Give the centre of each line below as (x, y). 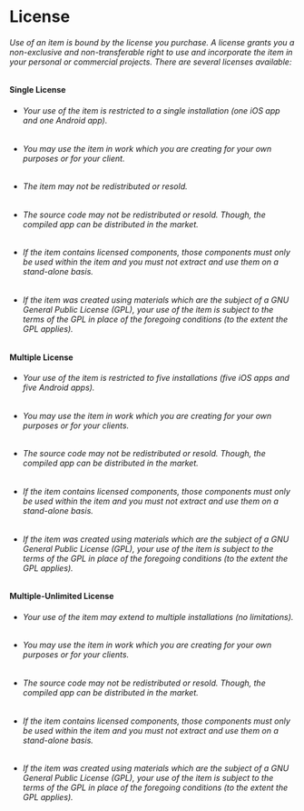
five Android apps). (59, 387)
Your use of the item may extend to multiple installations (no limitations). (158, 616)
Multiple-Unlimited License (62, 596)
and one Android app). (65, 120)
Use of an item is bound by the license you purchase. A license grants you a (152, 42)
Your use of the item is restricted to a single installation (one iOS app (151, 110)
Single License (38, 90)
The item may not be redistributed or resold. (105, 186)
